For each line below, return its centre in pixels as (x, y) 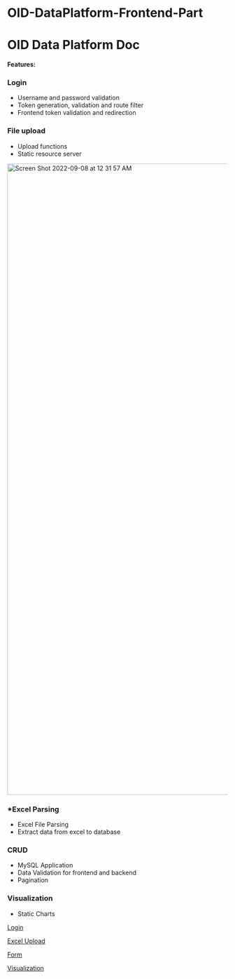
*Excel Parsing (33, 809)
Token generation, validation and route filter (80, 105)
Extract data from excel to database (69, 832)
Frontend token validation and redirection (77, 113)
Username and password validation (69, 98)
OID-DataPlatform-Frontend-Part (105, 13)
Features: (22, 65)
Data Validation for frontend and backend (77, 873)
